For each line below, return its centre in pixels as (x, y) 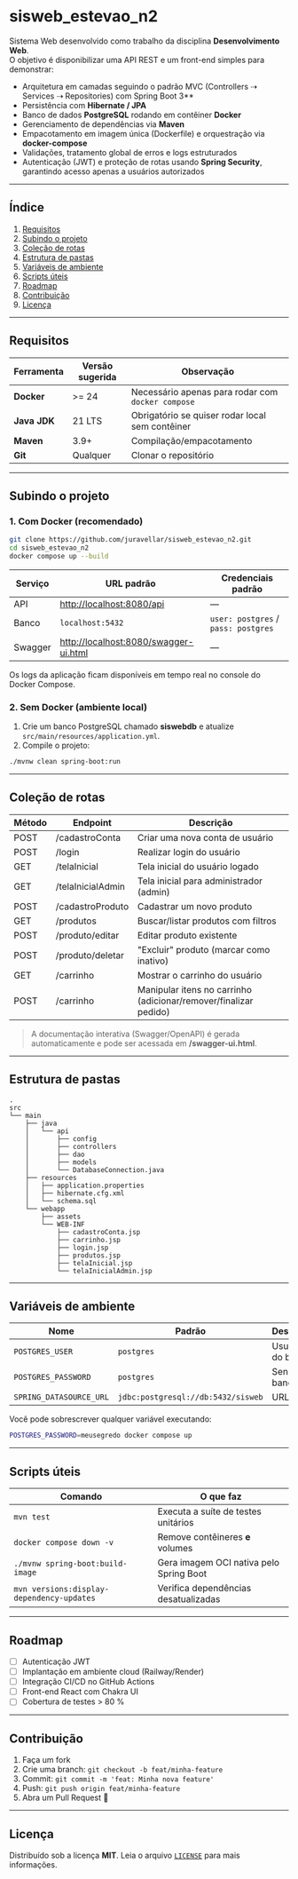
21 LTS (87, 421)
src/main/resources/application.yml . (91, 736)
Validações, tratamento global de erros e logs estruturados (129, 152)
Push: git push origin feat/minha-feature (101, 1788)
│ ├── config (61, 1138)
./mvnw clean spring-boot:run (65, 762)
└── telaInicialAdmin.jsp (104, 1271)
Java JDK (34, 421)
